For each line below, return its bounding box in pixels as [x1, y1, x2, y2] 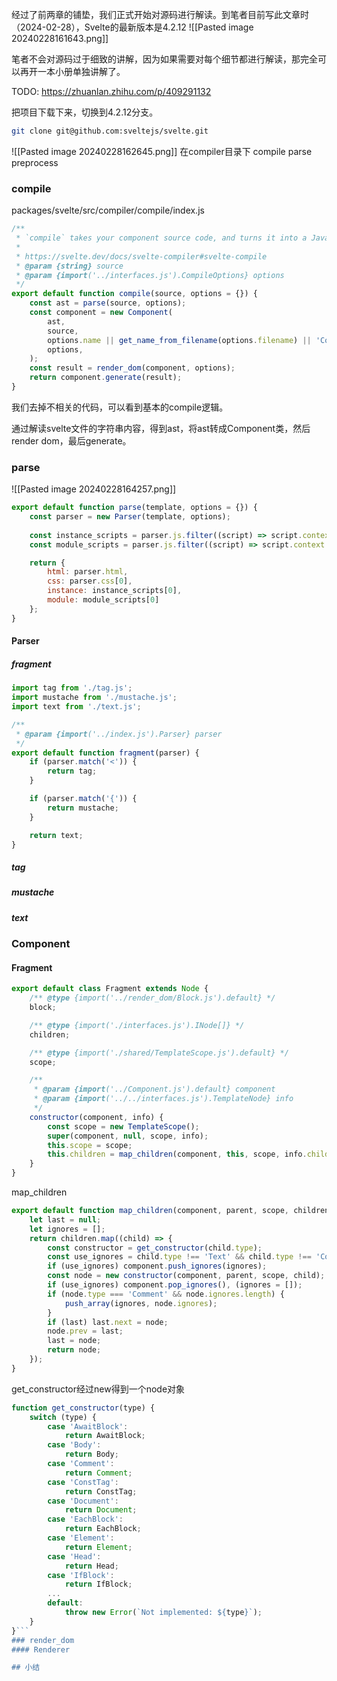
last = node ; [47, 1336, 102, 1346]
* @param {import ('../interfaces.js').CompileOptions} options [15, 270, 285, 280]
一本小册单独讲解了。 [37, 66, 126, 77]
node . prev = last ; [47, 1326, 124, 1337]
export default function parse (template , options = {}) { [11, 503, 258, 513]
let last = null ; [29, 1214, 102, 1225]
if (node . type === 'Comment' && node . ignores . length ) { [47, 1289, 285, 1299]
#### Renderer [11, 1644, 71, 1655]
